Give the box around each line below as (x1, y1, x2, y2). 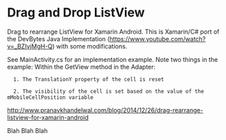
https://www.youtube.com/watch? (109, 34, 206, 43)
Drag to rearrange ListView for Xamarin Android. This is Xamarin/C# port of (7, 27, 220, 36)
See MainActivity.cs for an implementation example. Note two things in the (7, 55, 218, 63)
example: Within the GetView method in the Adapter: (7, 62, 156, 71)
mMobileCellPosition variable (7, 94, 94, 101)
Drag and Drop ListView (7, 5, 146, 21)
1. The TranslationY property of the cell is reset (13, 75, 165, 83)
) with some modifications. (52, 42, 128, 50)
